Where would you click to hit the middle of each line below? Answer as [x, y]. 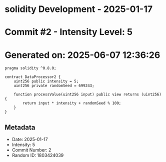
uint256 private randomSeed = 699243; [54, 86]
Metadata [20, 127]
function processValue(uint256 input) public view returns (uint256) [88, 94]
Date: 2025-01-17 [30, 139]
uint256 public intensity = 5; [46, 81]
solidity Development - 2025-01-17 [79, 9]
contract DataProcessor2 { [33, 77]
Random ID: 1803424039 [38, 155]
